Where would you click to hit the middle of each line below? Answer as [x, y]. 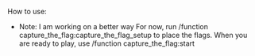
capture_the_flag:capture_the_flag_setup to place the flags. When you [133, 35]
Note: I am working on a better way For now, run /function [113, 26]
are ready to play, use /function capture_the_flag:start [107, 43]
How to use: [27, 11]
